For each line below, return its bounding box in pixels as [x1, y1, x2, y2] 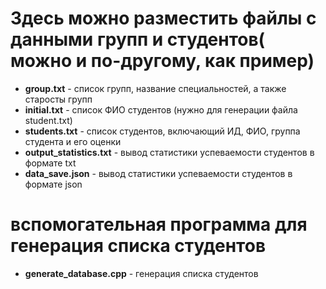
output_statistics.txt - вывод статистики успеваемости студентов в [24, 146, 315, 158]
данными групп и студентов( [10, 28, 266, 51]
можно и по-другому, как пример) [10, 50, 315, 72]
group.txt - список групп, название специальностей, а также [24, 82, 287, 94]
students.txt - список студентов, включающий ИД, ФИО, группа [24, 125, 301, 137]
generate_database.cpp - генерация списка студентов [24, 267, 259, 279]
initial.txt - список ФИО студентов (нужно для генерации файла [24, 103, 298, 116]
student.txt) [24, 114, 73, 126]
